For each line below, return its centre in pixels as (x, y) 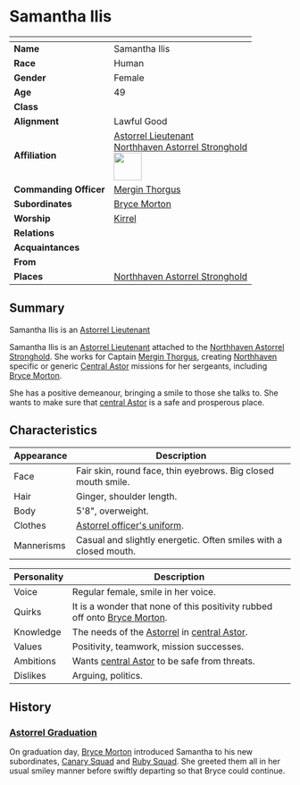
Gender (30, 78)
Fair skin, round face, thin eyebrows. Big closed (175, 471)
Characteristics (54, 430)
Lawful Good (141, 121)
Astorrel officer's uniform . (130, 525)
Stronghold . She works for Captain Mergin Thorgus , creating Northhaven (143, 356)
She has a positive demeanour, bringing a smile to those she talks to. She (144, 392)
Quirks (28, 612)
